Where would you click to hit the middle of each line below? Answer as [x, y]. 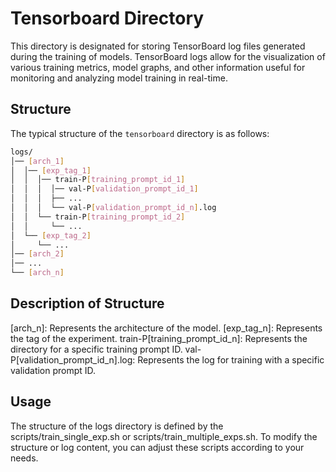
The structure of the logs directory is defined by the [117, 426]
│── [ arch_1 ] [37, 161]
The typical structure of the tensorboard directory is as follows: [140, 133]
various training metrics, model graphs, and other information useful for [158, 67]
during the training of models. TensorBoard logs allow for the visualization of [168, 56]
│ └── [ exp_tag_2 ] [51, 235]
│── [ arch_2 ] [37, 254]
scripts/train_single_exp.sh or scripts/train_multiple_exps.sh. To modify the [164, 436]
